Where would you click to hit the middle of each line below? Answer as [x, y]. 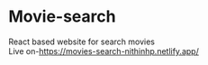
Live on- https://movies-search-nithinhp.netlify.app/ [104, 51]
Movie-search [62, 17]
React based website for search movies [81, 42]
